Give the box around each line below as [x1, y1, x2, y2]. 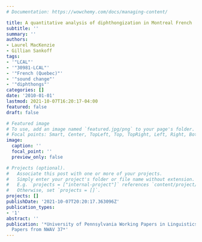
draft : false [6, 109, 39, 115]
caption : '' [11, 143, 42, 149]
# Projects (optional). [6, 165, 66, 171]
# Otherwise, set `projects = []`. [6, 188, 101, 194]
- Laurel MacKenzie [6, 42, 55, 48]
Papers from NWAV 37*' [11, 227, 69, 233]
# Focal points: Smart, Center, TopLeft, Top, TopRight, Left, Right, [6, 132, 187, 138]
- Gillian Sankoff [6, 48, 52, 54]
